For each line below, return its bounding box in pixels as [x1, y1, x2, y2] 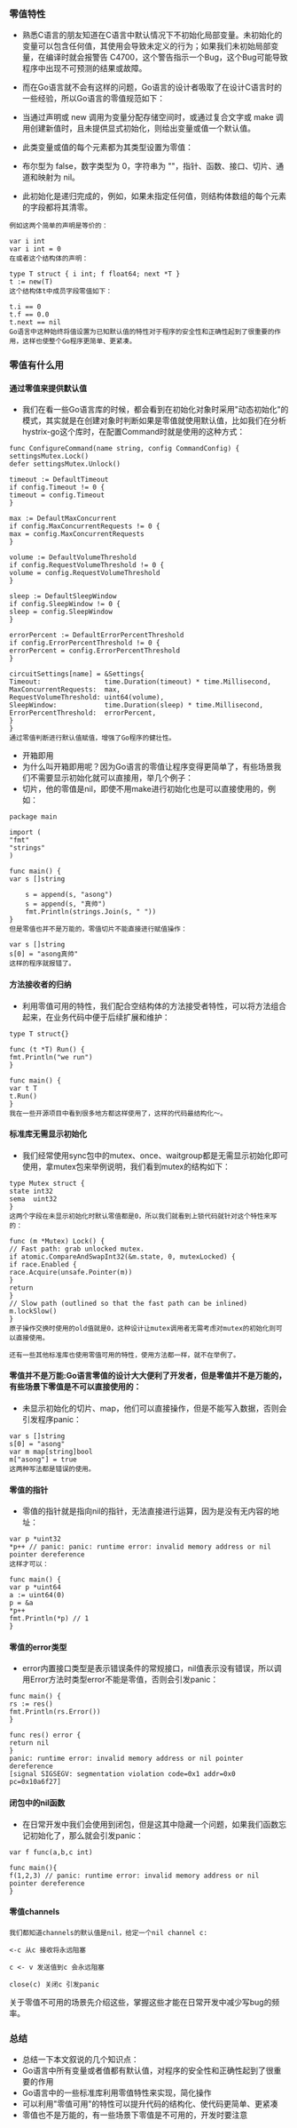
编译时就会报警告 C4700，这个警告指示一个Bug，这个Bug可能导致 [45, 52, 288, 63]
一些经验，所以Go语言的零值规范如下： [21, 93, 166, 104]
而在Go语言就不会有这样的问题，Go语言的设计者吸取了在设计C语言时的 [21, 82, 282, 92]
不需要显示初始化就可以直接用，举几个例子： [29, 772, 193, 783]
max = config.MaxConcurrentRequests [9, 530, 145, 539]
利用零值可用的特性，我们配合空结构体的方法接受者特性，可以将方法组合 [21, 1000, 286, 1011]
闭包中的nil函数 [9, 1797, 66, 1808]
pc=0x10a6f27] [9, 1778, 62, 1787]
